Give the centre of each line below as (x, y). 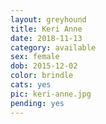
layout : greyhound (48, 19)
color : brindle (42, 76)
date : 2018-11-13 (46, 38)
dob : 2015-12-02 (44, 66)
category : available (53, 47)
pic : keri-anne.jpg (51, 94)
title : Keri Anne (46, 29)
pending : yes (37, 103)
